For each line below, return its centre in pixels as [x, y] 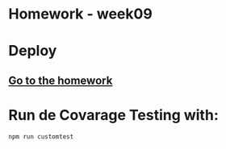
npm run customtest [41, 137]
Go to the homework [61, 80]
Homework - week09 [81, 14]
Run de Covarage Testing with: [114, 115]
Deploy [33, 51]
